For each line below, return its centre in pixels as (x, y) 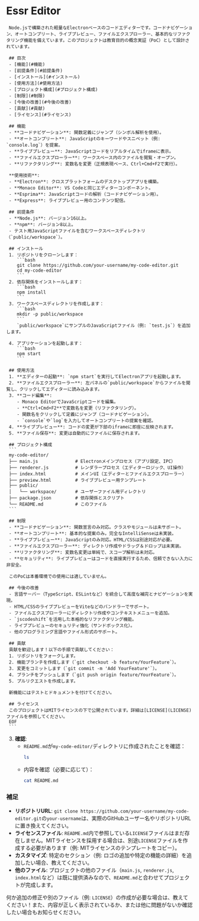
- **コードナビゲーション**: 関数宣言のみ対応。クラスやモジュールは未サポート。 (96, 527)
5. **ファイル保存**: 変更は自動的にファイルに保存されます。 (76, 433)
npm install (31, 292)
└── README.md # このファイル (58, 504)
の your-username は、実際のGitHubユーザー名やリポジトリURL (116, 818)
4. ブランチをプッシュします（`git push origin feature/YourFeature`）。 (94, 675)
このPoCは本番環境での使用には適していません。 (59, 576)
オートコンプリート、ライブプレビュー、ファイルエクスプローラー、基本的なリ (96, 34)
